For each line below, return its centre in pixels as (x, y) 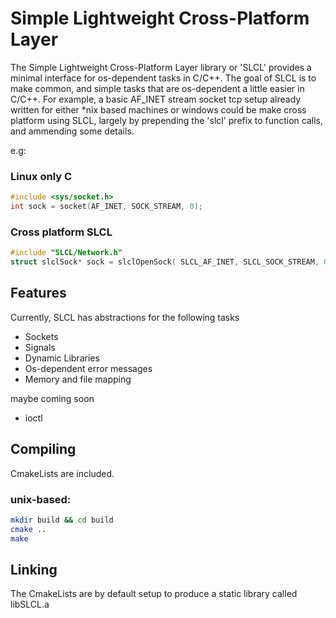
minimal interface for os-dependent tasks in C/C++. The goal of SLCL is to (163, 78)
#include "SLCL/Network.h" (66, 253)
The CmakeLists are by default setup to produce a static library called (154, 594)
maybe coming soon (52, 398)
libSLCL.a (30, 604)
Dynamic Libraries (62, 358)
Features (38, 293)
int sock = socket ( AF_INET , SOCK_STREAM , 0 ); (106, 207)
